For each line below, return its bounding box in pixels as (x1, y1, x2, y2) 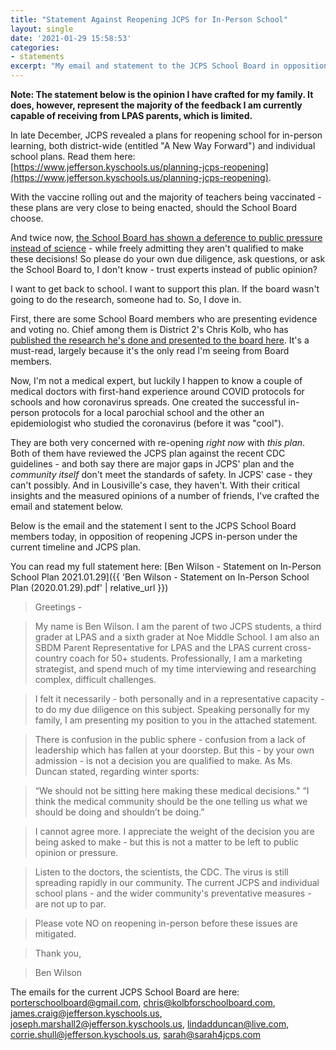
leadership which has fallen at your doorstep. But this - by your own (34, 744, 315, 756)
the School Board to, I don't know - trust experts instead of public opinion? (10, 264, 318, 275)
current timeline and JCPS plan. (10, 541, 142, 553)
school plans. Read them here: (10, 151, 136, 162)
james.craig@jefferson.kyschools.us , (10, 1007, 163, 1019)
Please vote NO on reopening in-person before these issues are (34, 917, 298, 929)
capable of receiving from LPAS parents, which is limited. (10, 110, 253, 121)
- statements (10, 52, 65, 62)
